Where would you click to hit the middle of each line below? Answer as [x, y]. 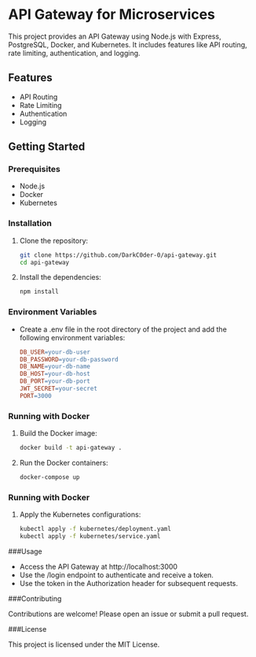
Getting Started [47, 147]
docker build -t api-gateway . [71, 448]
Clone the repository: [54, 240]
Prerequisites [34, 169]
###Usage [26, 551]
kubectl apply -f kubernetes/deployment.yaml [95, 529]
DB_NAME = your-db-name [55, 367]
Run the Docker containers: [64, 462]
